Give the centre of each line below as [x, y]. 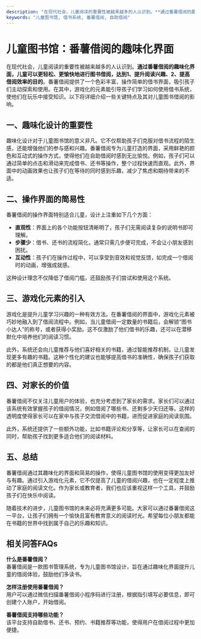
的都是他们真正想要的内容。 [40, 364]
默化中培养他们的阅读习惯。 [40, 337]
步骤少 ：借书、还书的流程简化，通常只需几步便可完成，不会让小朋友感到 [104, 243]
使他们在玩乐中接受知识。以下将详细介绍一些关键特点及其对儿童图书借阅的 [98, 97]
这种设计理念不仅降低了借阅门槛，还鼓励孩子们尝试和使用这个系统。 [90, 278]
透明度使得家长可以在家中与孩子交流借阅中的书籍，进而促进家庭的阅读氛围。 [100, 416]
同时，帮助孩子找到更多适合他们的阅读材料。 [61, 436]
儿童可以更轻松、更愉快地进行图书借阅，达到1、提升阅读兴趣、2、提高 [103, 74]
